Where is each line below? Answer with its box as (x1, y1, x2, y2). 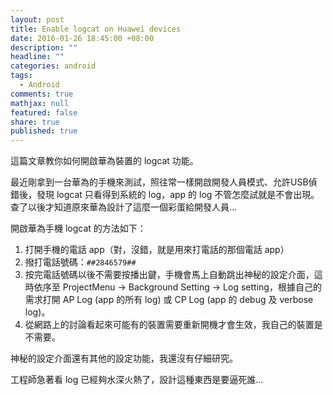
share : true (10, 117, 60, 127)
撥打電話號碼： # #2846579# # (24, 256, 137, 268)
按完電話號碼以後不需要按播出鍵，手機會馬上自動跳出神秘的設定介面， (24, 269, 315, 281)
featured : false (10, 107, 78, 118)
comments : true (10, 89, 74, 99)
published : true (10, 126, 78, 136)
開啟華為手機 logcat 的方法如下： (10, 222, 147, 235)
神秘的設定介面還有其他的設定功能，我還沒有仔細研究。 (10, 352, 238, 365)
